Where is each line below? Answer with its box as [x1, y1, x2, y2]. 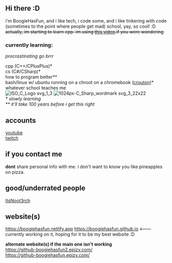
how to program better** [5, 74, 57, 80]
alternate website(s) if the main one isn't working [5, 241, 113, 248]
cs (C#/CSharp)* [5, 69, 41, 75]
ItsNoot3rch [5, 197, 31, 204]
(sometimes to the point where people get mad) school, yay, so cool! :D [5, 23, 156, 29]
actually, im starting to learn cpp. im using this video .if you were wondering [5, 28, 164, 35]
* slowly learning [5, 96, 41, 102]
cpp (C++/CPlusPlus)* [5, 63, 53, 69]
